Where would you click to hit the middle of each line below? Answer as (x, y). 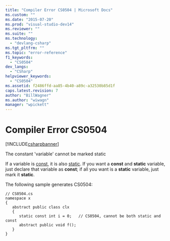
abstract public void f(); (47, 225)
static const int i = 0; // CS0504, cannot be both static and (90, 216)
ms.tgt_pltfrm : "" (25, 48)
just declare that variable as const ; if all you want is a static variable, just (82, 169)
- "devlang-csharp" (31, 43)
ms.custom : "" (20, 15)
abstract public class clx (41, 207)
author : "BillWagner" (28, 95)
